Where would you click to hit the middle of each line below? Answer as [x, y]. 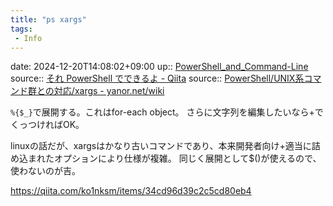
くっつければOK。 [47, 125]
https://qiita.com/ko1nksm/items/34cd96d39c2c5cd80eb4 [131, 191]
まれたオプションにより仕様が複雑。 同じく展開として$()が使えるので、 [174, 158]
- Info [28, 38]
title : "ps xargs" [48, 19]
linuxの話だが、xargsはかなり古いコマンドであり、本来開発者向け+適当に [161, 146]
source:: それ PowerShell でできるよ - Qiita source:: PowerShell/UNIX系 [157, 78]
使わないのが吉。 [45, 171]
